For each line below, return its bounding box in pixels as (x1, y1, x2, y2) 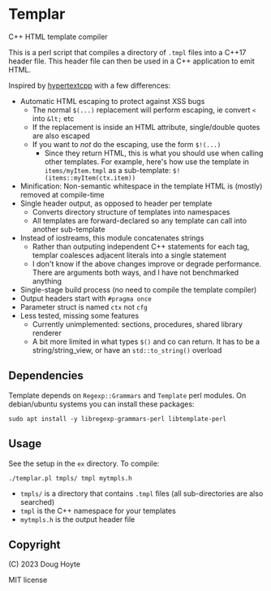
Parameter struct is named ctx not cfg (19, 302, 148, 311)
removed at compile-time (19, 189, 105, 199)
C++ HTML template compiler (8, 32, 108, 41)
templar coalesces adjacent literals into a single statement (32, 250, 227, 260)
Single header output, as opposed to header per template (19, 198, 213, 208)
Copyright (8, 537, 61, 551)
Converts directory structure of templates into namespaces (32, 206, 230, 216)
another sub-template (32, 224, 105, 234)
